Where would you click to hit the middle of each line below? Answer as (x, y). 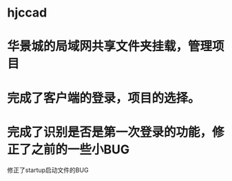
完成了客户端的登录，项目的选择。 (104, 98)
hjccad (27, 13)
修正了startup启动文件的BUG (48, 170)
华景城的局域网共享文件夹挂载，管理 (110, 47)
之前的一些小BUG (81, 149)
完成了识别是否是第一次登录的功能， (110, 132)
